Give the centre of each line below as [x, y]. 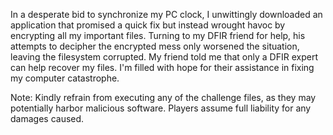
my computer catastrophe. [65, 78]
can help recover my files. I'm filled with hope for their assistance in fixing [162, 67]
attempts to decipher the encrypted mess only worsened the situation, [155, 46]
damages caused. [47, 118]
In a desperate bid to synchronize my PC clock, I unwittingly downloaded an [166, 14]
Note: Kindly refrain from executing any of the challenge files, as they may [163, 97]
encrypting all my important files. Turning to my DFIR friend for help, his [158, 35]
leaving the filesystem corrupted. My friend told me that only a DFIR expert [164, 57]
